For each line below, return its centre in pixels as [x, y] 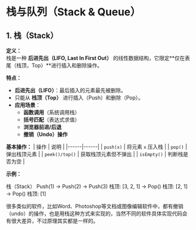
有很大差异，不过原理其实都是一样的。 [52, 221]
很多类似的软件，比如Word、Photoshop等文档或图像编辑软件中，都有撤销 [95, 206]
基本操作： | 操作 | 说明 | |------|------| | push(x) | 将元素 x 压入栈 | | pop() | [97, 147]
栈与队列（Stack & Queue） [73, 12]
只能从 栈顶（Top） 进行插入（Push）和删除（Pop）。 [79, 98]
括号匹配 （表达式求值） [51, 120]
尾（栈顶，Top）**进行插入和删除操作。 [54, 65]
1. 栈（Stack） [32, 35]
